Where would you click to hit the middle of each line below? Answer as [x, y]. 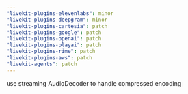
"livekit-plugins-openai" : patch [54, 39]
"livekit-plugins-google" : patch [54, 32]
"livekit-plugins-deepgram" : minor [57, 20]
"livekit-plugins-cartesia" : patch [57, 26]
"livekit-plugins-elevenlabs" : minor [60, 13]
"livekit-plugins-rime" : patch [51, 52]
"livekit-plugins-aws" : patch [50, 58]
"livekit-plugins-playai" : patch [54, 45]
